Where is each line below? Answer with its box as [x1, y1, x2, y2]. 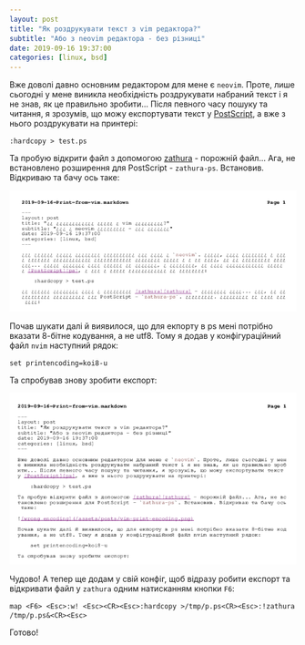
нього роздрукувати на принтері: [9, 118, 138, 129]
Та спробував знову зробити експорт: [9, 374, 158, 386]
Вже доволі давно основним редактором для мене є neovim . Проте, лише [9, 79, 296, 90]
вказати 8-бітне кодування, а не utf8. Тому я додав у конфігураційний [9, 331, 281, 342]
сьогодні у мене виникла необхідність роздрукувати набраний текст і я [9, 89, 289, 100]
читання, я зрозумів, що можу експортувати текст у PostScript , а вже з [9, 108, 286, 119]
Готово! [9, 627, 39, 638]
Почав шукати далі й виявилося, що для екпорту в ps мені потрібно [9, 321, 273, 332]
